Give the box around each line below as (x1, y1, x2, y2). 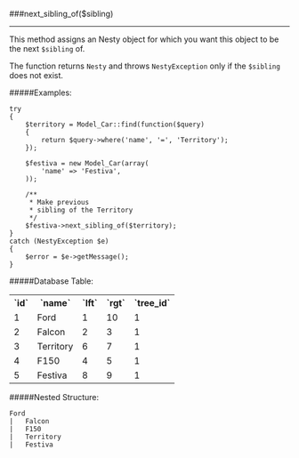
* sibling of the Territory (28, 205, 133, 214)
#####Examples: (9, 87, 73, 98)
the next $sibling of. (9, 44, 85, 53)
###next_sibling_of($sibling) (9, 9, 114, 19)
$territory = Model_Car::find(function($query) (25, 120, 205, 129)
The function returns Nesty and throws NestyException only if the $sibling (9, 60, 280, 71)
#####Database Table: (9, 276, 93, 286)
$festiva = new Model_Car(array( (25, 159, 149, 168)
